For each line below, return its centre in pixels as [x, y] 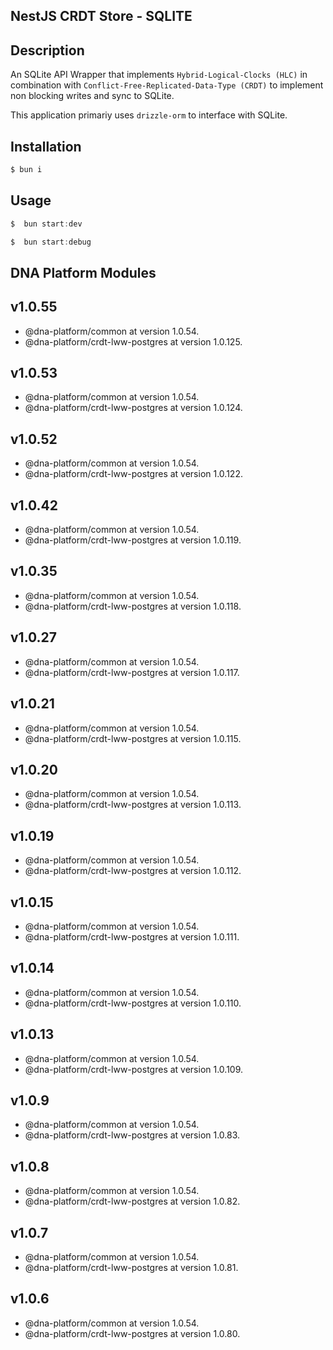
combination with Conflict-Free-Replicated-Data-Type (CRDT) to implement [167, 85]
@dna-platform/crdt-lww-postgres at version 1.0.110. [133, 1003]
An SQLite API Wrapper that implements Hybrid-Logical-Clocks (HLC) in [159, 75]
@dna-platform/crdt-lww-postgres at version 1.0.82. [132, 1201]
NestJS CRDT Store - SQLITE [101, 16]
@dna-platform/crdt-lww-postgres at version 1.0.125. [133, 341]
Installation [46, 146]
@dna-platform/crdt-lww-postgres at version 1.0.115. [133, 738]
